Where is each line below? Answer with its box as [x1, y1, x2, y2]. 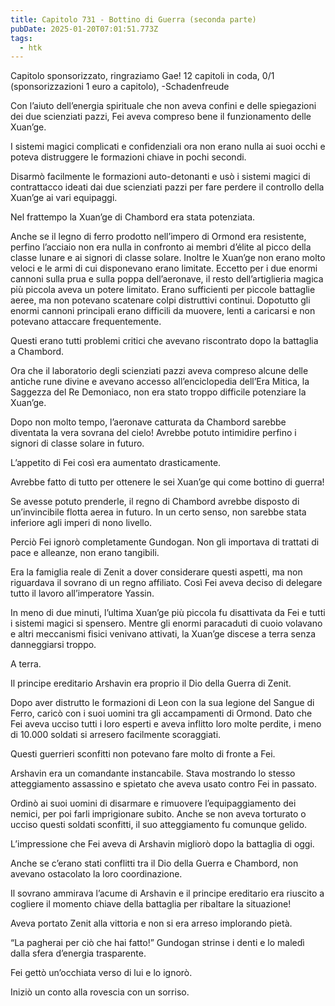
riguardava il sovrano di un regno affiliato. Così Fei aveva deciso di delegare [10, 577, 323, 589]
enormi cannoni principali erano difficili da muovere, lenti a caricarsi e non [10, 305, 316, 317]
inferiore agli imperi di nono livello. [10, 517, 153, 529]
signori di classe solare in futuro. [10, 437, 145, 450]
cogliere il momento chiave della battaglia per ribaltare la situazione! [10, 898, 292, 910]
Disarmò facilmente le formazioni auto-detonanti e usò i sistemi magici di [10, 171, 311, 183]
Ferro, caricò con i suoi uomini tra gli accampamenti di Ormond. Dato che [10, 707, 313, 720]
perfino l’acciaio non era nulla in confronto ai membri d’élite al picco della [10, 241, 312, 253]
